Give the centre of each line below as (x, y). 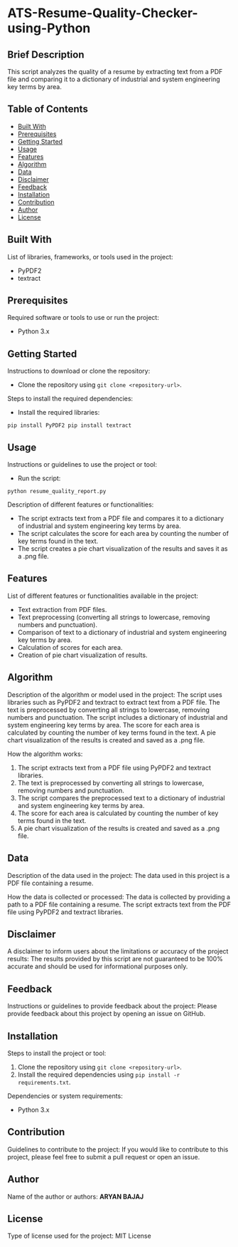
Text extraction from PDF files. (62, 609)
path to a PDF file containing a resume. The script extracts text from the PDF (119, 904)
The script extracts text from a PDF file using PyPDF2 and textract (114, 767)
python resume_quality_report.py (57, 492)
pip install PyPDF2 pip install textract (70, 425)
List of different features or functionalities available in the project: (103, 596)
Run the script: (39, 478)
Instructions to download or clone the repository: (79, 371)
